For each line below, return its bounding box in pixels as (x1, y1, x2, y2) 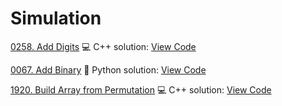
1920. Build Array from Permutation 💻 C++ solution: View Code (10, 83, 272, 96)
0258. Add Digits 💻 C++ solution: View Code (10, 40, 197, 52)
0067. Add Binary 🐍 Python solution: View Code (10, 63, 207, 76)
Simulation (10, 7, 102, 30)
